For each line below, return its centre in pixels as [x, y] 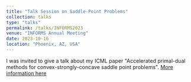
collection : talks [29, 17]
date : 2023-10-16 [27, 39]
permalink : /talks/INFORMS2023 [45, 28]
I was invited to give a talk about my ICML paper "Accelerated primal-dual [96, 61]
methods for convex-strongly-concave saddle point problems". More [90, 67]
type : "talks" [24, 22]
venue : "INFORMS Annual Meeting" [47, 33]
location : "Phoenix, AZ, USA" [43, 45]
